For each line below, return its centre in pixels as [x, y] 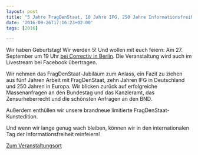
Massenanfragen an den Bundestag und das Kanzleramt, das [80, 93]
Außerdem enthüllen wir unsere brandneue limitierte [69, 110]
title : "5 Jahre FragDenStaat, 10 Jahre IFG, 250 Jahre [76, 17]
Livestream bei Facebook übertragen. [52, 62]
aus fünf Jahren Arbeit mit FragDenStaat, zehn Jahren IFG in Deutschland [95, 80]
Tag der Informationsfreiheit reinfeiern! [53, 134]
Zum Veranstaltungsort [34, 146]
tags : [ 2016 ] [22, 28]
